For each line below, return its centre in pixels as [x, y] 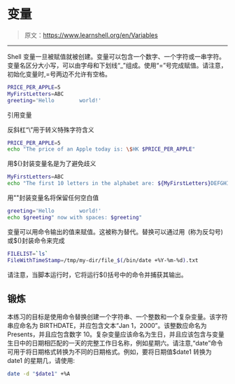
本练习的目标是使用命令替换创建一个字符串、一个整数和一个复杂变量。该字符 [117, 317]
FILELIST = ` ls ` [28, 254]
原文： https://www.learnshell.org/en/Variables [91, 35]
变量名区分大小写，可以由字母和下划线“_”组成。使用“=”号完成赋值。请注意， [117, 65]
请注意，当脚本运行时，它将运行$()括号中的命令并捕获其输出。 [97, 275]
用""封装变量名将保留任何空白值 [53, 198]
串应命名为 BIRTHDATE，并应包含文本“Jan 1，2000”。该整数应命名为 [107, 326]
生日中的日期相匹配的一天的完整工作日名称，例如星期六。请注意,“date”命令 [115, 343]
